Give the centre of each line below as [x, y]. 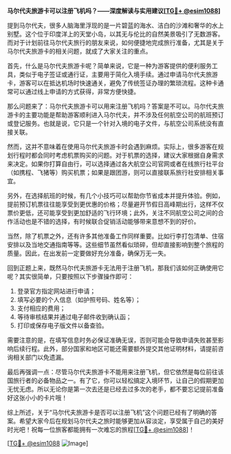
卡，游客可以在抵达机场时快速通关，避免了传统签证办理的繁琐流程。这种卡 [112, 83]
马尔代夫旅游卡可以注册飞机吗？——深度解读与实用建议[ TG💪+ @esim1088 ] [114, 11]
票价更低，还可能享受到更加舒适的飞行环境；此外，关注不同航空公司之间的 [112, 213]
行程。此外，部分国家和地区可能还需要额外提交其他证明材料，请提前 [121, 349]
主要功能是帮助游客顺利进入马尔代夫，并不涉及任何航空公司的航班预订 [124, 115]
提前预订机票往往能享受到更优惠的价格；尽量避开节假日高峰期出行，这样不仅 [115, 204]
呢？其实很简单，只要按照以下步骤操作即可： [70, 277]
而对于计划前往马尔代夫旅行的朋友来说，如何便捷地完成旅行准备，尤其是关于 [115, 43]
